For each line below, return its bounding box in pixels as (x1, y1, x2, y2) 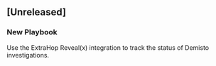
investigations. (6, 51, 50, 59)
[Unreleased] (6, 6, 67, 18)
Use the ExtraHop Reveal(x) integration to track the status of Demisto (6, 43, 210, 52)
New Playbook (6, 27, 58, 37)
